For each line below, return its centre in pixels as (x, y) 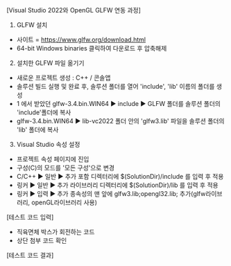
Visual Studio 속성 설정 (48, 144)
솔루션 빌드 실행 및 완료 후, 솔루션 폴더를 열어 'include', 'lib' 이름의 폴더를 (115, 86)
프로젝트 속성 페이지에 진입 (53, 159)
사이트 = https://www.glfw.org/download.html (81, 39)
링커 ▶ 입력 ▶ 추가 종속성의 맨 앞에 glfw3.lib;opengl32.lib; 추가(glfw (111, 194)
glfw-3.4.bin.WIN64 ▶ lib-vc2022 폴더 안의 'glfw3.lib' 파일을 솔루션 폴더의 (120, 121)
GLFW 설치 (32, 25)
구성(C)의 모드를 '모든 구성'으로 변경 (66, 168)
